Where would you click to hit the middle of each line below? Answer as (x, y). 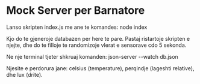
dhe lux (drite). (25, 74)
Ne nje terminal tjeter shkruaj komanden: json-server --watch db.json (92, 56)
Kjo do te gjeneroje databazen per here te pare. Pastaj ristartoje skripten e (98, 38)
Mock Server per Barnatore (76, 10)
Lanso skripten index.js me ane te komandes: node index (77, 27)
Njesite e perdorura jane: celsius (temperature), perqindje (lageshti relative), (100, 68)
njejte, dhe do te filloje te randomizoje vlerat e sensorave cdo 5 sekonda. (96, 45)
